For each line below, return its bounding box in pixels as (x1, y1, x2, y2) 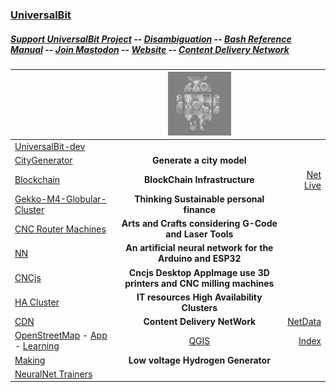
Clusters (181, 301, 218, 313)
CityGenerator (14, 154, 73, 167)
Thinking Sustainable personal (134, 193, 265, 205)
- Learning (14, 340, 60, 352)
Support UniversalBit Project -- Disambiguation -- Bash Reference (10, 33, 292, 45)
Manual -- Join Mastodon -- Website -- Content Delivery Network (10, 43, 290, 55)
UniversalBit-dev (14, 141, 86, 153)
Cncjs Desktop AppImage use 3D (128, 266, 270, 278)
